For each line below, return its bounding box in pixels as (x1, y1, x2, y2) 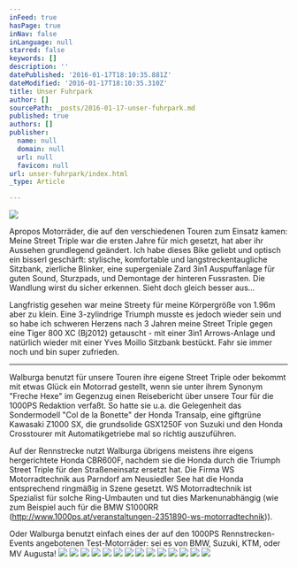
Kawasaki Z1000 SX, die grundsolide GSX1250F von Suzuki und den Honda (9, 419, 283, 430)
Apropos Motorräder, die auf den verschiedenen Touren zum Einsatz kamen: (9, 226, 288, 237)
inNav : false (9, 29, 57, 38)
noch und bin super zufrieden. (9, 347, 119, 357)
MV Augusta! (9, 549, 57, 559)
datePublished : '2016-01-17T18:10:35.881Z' (9, 71, 172, 80)
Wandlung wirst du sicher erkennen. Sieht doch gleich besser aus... (9, 282, 255, 293)
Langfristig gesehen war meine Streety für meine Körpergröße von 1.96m (9, 300, 276, 311)
